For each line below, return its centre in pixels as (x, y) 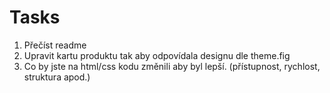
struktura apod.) (57, 77)
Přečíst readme (55, 45)
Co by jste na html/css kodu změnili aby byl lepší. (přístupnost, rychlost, (172, 66)
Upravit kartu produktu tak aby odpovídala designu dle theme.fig (157, 55)
